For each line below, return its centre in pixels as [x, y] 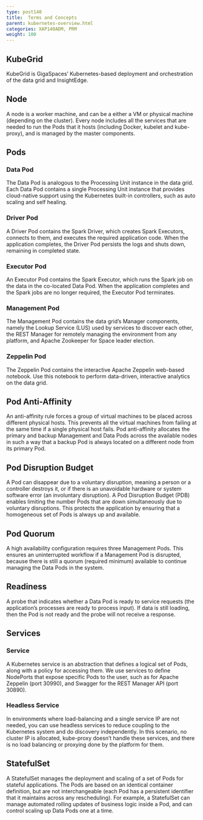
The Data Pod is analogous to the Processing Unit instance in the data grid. [100, 183]
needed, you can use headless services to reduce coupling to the [88, 725]
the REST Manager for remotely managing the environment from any [92, 334]
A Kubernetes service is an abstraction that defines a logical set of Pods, [97, 664]
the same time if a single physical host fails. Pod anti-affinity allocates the [98, 429]
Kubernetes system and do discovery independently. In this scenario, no [97, 731]
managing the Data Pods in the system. [55, 568]
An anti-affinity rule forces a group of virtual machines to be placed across [99, 416]
